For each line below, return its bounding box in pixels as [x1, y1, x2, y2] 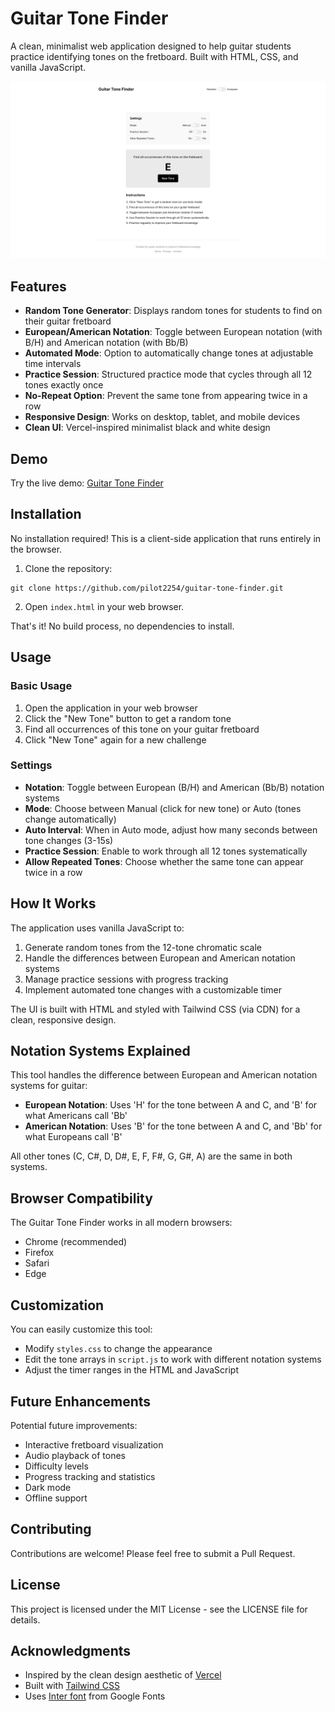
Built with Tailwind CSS [24, 1680, 120, 1692]
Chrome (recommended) [24, 1236, 128, 1248]
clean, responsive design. [10, 1013, 117, 1026]
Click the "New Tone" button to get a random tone [24, 712, 232, 724]
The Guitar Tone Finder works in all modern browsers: [10, 1217, 233, 1229]
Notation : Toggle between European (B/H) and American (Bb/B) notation [24, 781, 325, 793]
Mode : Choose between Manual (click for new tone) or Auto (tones [24, 802, 302, 814]
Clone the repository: [24, 562, 113, 574]
